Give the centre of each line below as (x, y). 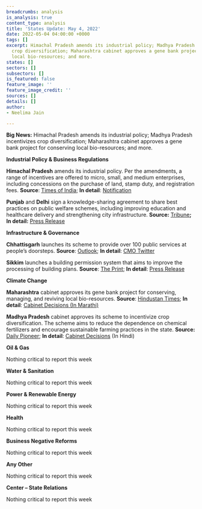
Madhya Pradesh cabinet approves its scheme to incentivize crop (88, 317)
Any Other (20, 464)
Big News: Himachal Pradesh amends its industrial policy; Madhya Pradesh (99, 135)
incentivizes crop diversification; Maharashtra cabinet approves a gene (94, 142)
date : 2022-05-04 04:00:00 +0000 (48, 34)
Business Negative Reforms (42, 441)
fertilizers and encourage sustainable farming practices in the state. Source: (101, 329)
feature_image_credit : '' (38, 90)
